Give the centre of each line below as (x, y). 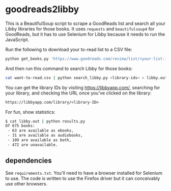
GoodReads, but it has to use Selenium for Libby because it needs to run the (85, 34)
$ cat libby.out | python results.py (45, 121)
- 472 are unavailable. (33, 145)
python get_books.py (27, 59)
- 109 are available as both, (39, 140)
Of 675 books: (20, 126)
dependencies (28, 161)
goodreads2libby (42, 9)
